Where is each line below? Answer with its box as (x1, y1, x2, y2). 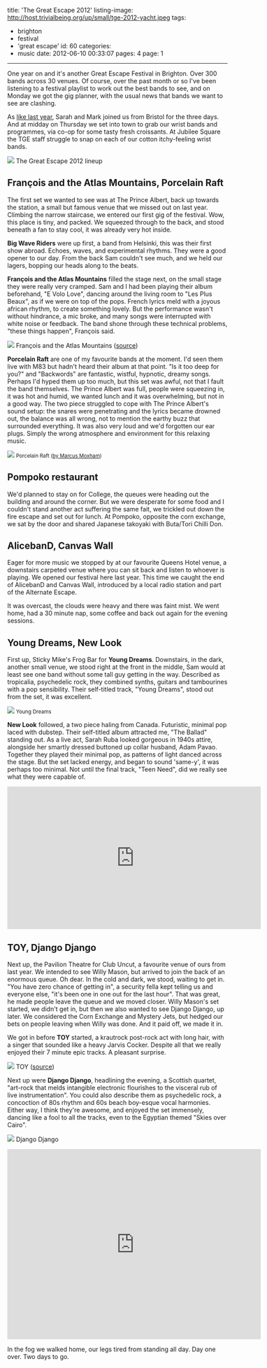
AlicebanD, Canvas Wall (7, 540, 114, 552)
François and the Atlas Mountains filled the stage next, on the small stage (7, 274, 222, 283)
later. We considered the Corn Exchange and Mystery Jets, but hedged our (7, 1013, 224, 1021)
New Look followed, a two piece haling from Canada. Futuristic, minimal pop (7, 721, 227, 729)
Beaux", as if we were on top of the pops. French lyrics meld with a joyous (7, 297, 221, 305)
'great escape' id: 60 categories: (17, 42, 112, 50)
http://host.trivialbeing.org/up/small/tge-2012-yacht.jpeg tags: (7, 13, 187, 22)
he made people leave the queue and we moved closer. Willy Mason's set (7, 997, 219, 1006)
